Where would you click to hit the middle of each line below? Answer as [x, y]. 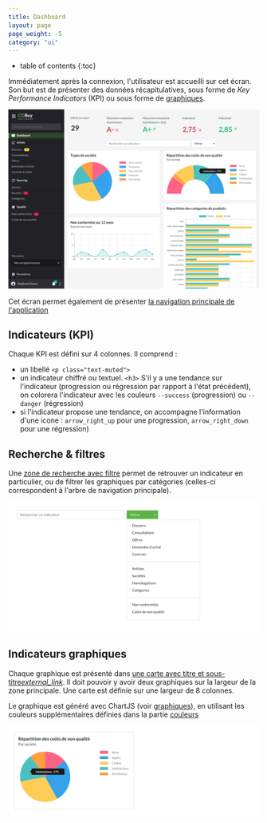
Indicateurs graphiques [68, 654]
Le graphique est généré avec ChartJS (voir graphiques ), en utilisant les [126, 706]
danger [31, 404]
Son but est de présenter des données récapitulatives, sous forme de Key [129, 90]
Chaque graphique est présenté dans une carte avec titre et [106, 673]
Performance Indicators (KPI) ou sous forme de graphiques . [107, 98]
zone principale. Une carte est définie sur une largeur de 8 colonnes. [121, 690]
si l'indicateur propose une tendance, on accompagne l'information [130, 412]
